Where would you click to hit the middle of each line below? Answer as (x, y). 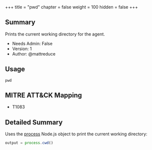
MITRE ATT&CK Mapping (44, 95)
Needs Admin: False (32, 43)
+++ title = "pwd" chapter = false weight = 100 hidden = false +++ (71, 7)
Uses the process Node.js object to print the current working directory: (76, 134)
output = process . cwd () (29, 143)
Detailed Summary (34, 122)
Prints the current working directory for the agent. (55, 34)
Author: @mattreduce (34, 54)
